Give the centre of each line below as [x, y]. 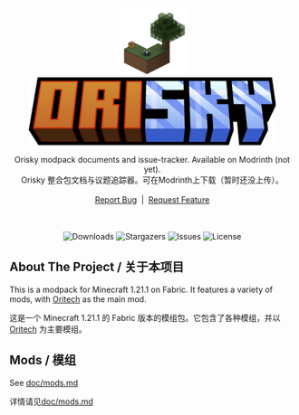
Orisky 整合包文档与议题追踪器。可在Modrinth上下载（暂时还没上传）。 [152, 180]
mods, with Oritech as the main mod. [78, 299]
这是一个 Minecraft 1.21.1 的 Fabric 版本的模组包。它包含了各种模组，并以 [145, 317]
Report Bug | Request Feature [152, 200]
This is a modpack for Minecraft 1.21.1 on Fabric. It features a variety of [141, 289]
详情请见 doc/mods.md [51, 401]
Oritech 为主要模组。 [48, 329]
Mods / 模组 [43, 360]
